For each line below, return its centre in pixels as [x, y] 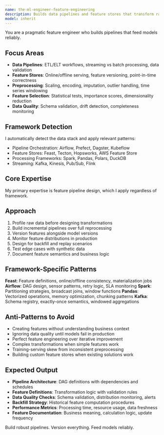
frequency [22, 418]
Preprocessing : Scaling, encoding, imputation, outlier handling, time [81, 85]
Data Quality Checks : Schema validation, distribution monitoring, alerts [84, 397]
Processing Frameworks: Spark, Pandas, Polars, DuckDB [69, 158]
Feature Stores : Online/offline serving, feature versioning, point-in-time [84, 75]
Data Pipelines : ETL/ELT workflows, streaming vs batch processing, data [85, 65]
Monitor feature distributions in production [55, 238]
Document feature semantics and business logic [61, 254]
